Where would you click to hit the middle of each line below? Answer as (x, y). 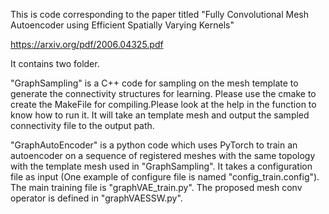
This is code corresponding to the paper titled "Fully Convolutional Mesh (160, 14)
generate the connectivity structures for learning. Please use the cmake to (163, 93)
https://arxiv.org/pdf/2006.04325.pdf (87, 44)
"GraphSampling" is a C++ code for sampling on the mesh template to (154, 83)
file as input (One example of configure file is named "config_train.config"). (165, 177)
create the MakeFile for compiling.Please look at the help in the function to (163, 104)
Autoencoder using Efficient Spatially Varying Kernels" (122, 25)
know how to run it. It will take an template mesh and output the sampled (160, 115)
